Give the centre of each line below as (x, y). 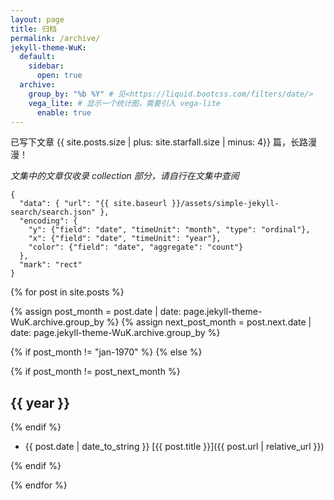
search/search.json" (53, 212)
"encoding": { (48, 221)
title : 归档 (33, 29)
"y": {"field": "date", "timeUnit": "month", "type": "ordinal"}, (169, 230)
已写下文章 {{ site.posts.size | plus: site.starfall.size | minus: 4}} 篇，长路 (159, 142)
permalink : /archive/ (55, 38)
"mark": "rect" (51, 265)
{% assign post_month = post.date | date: (96, 312)
